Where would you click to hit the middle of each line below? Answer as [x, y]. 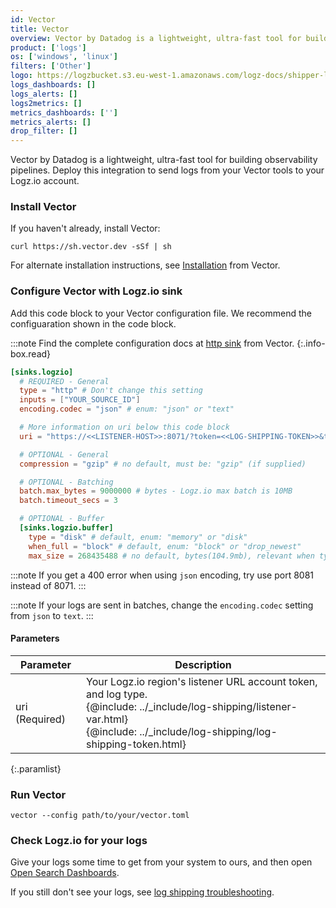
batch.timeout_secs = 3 [68, 501]
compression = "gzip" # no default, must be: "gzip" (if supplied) [163, 464]
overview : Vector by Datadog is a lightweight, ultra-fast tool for [156, 38]
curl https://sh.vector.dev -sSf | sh [91, 247]
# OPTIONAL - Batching [66, 482]
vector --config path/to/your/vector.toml [100, 816]
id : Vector [33, 19]
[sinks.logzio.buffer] [66, 528]
